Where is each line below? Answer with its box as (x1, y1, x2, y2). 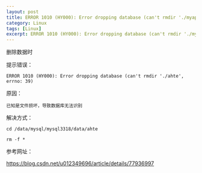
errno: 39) (6, 79, 34, 85)
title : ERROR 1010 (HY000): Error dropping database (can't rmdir (6, 14, 176, 20)
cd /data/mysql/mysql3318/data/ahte (6, 126, 98, 132)
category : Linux (6, 20, 47, 26)
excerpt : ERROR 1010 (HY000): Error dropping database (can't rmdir (6, 31, 182, 37)
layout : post (6, 8, 39, 15)
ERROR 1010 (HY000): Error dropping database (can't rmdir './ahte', (6, 73, 185, 79)
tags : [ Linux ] (6, 25, 42, 32)
